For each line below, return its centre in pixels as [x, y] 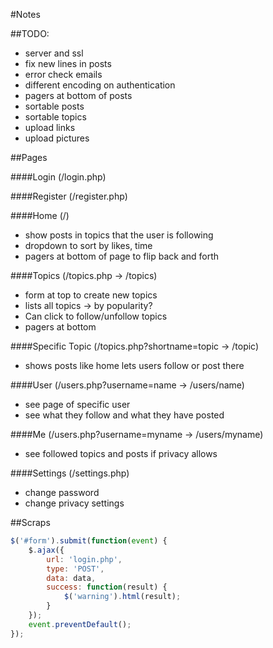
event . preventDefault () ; [80, 624]
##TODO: [30, 33]
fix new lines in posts [68, 63]
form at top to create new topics [91, 295]
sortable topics [55, 117]
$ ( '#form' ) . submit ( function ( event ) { [89, 541]
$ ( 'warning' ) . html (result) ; [122, 597]
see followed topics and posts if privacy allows [121, 453]
